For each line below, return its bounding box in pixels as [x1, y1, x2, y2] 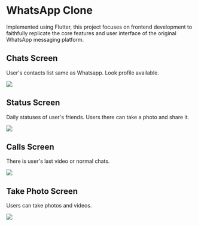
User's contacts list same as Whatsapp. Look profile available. [6, 69, 160, 76]
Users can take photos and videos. [6, 202, 92, 209]
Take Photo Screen [6, 186, 78, 196]
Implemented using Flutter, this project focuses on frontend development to [6, 23, 193, 30]
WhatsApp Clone [6, 4, 93, 17]
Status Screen [6, 98, 60, 108]
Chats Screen [6, 53, 58, 63]
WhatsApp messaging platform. [6, 36, 84, 43]
